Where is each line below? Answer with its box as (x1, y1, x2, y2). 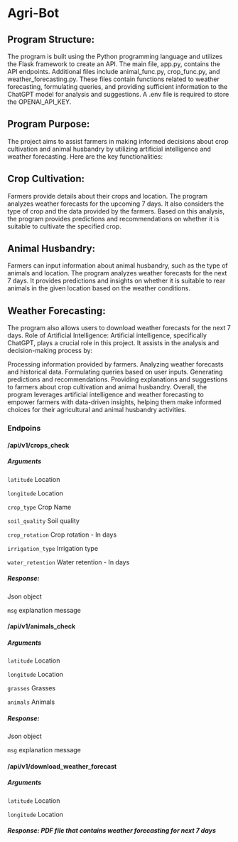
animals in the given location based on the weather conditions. (7, 284, 190, 293)
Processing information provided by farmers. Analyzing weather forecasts (7, 360, 224, 369)
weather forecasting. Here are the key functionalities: (7, 152, 163, 161)
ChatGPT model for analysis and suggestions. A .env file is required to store (7, 90, 229, 98)
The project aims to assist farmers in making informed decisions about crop (7, 137, 229, 145)
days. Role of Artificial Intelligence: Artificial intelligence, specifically (7, 331, 207, 340)
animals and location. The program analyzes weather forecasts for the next (7, 269, 227, 278)
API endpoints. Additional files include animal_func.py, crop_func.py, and (7, 68, 220, 75)
